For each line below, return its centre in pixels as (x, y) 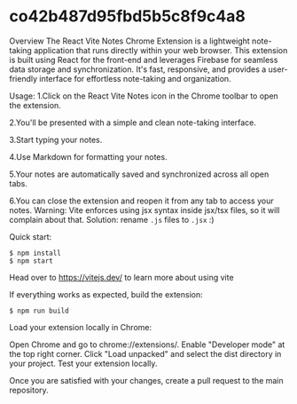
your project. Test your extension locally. (83, 363)
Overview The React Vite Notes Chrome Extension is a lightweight (129, 41)
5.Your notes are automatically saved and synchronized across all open (139, 174)
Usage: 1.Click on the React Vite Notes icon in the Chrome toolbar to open (144, 96)
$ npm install (35, 253)
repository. (29, 390)
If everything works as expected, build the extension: (106, 294)
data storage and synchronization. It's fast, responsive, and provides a (138, 69)
